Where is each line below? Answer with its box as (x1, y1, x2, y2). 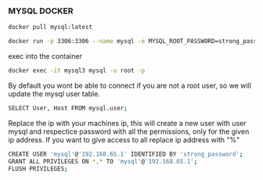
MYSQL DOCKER (8, 5, 74, 16)
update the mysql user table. (8, 88, 100, 99)
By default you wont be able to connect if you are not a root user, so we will (8, 81, 252, 90)
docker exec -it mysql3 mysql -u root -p (8, 67, 146, 75)
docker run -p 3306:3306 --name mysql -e (8, 38, 146, 45)
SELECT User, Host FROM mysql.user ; (8, 104, 128, 112)
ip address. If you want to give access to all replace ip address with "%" (8, 135, 240, 144)
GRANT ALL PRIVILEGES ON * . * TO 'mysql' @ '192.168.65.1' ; (8, 157, 198, 165)
